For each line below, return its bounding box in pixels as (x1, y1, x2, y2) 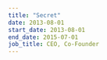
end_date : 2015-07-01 (8, 33, 79, 41)
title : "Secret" (8, 11, 61, 19)
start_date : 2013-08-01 (8, 26, 86, 34)
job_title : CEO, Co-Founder (8, 41, 100, 48)
